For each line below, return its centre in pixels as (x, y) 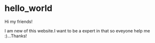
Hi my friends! (18, 21)
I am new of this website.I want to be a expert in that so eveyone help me (77, 31)
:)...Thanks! (16, 36)
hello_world (29, 8)
